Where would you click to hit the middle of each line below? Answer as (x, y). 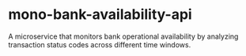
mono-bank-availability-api (100, 15)
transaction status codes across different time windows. (100, 44)
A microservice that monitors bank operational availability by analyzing (123, 36)
